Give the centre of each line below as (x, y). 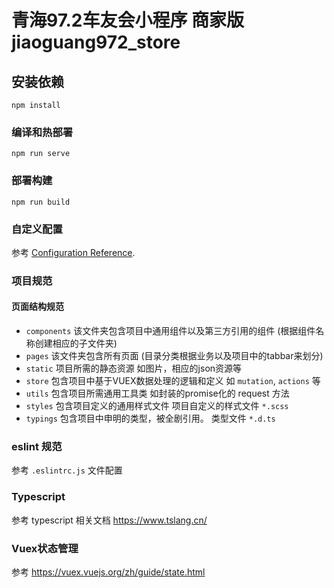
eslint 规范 (37, 446)
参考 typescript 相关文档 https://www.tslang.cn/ (109, 520)
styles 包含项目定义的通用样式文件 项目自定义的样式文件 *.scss (157, 406)
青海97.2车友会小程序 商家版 (128, 20)
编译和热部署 (42, 132)
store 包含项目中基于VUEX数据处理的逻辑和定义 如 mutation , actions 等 (173, 381)
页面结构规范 (37, 307)
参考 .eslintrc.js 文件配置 (67, 470)
